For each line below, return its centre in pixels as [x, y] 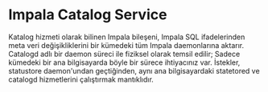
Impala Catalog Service [88, 15]
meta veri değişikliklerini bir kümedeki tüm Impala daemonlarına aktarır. [126, 45]
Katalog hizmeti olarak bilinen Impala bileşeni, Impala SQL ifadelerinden [127, 37]
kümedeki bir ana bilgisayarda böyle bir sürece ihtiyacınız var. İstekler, [124, 62]
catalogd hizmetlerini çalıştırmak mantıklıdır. [81, 79]
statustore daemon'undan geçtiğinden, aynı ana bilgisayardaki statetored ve [134, 70]
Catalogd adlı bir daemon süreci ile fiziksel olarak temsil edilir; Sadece [124, 54]
